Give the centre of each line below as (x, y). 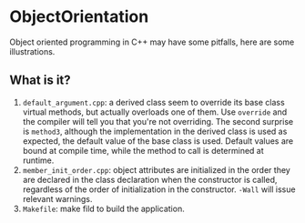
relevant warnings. (57, 198)
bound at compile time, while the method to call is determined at (143, 150)
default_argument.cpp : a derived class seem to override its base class (153, 102)
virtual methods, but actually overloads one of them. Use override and (155, 112)
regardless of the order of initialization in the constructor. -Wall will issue (159, 189)
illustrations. (32, 51)
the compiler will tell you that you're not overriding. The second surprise (158, 121)
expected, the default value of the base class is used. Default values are (158, 141)
